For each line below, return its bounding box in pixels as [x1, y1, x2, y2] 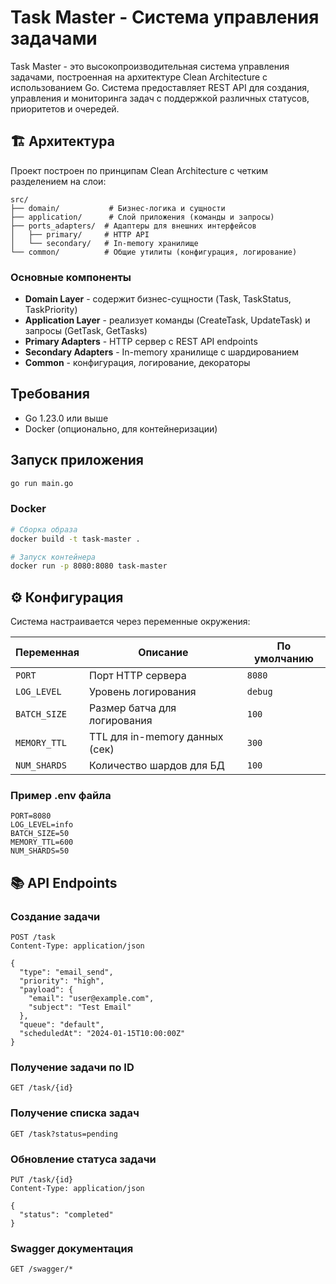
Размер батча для [89, 701, 177, 715]
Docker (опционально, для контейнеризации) [24, 422, 218, 435]
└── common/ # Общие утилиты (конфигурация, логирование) [10, 247, 298, 257]
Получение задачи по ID [10, 1061, 135, 1075]
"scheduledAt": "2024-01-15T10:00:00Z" [19, 1029, 186, 1039]
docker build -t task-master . [10, 534, 141, 544]
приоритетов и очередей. [10, 102, 120, 115]
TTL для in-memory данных [89, 730, 224, 744]
